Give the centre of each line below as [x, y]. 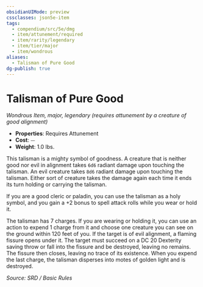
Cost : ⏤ [25, 140]
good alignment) [27, 122]
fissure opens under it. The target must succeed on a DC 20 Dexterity [94, 240]
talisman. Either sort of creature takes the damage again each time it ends [99, 178]
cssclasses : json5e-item [38, 18]
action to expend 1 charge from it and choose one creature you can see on [100, 227]
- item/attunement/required [48, 35]
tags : [13, 23]
